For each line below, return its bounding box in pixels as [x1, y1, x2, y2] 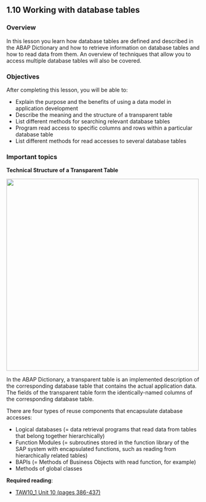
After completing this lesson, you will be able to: [6, 86, 128, 93]
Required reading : [6, 477, 53, 484]
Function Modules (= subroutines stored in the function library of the [15, 439, 189, 446]
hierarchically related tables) [15, 452, 88, 460]
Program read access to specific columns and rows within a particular [15, 124, 192, 131]
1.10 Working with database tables [6, 5, 140, 15]
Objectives [6, 72, 40, 80]
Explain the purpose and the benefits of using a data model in [15, 98, 172, 105]
